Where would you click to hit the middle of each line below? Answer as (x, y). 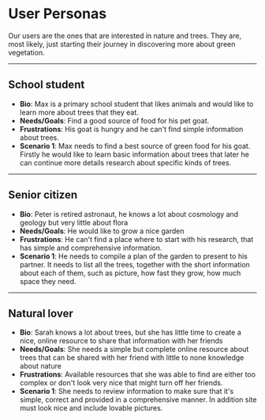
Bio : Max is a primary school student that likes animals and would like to (136, 104)
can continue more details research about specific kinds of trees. (125, 162)
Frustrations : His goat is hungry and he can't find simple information (131, 129)
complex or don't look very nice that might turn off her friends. (121, 383)
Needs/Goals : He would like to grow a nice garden (102, 231)
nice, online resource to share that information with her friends (121, 341)
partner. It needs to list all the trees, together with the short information (135, 264)
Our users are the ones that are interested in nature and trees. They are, (125, 36)
